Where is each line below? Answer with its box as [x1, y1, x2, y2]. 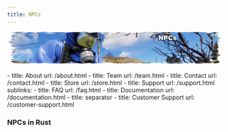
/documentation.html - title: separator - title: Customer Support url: [7, 93, 195, 101]
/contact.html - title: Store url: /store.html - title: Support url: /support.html [7, 79, 215, 87]
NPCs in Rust [7, 117, 51, 127]
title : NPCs [7, 11, 41, 18]
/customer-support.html [7, 100, 74, 109]
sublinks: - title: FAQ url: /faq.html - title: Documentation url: [7, 85, 175, 94]
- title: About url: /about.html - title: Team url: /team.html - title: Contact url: [7, 71, 218, 79]
